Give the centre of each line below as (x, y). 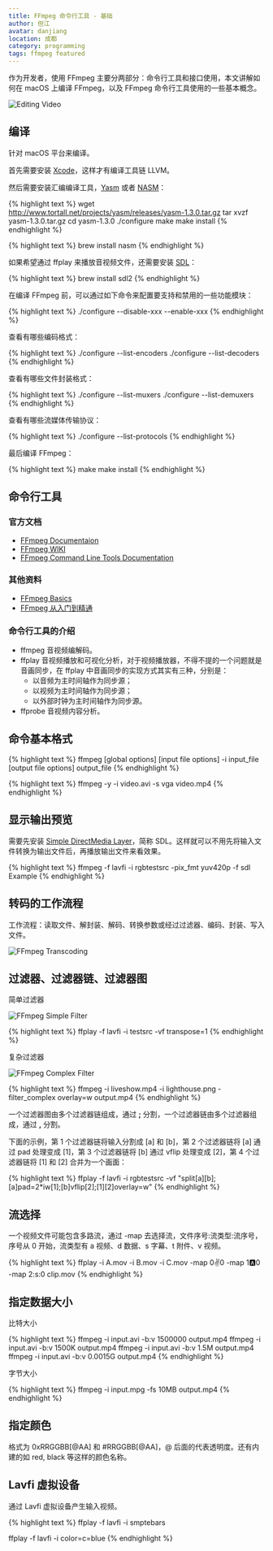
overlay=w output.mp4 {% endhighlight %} (129, 1098)
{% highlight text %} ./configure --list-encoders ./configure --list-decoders (134, 353)
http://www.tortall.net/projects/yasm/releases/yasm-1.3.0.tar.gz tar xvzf (128, 212)
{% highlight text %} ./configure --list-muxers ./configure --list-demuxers (131, 394)
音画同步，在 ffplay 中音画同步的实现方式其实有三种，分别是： (124, 670)
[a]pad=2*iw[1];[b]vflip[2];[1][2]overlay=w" (80, 1187)
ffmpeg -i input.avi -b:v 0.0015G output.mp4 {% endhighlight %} (116, 1356)
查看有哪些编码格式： (44, 336)
